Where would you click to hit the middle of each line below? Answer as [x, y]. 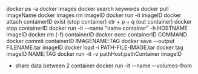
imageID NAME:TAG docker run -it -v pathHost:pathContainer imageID [94, 54]
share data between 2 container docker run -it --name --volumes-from [104, 66]
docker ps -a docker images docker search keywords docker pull [87, 9]
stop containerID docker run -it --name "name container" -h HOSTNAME [97, 28]
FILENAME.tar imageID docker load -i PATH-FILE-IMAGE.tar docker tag [95, 47]
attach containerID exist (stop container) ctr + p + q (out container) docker [99, 22]
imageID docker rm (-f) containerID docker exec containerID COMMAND [97, 35]
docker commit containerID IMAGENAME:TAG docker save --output [90, 41]
